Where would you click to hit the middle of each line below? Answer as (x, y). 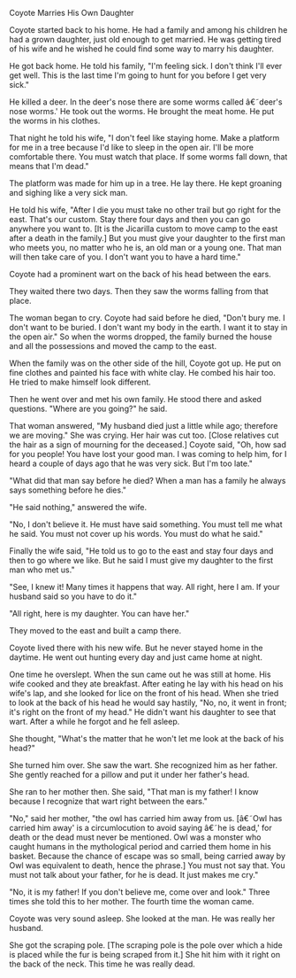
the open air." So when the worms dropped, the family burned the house (140, 337)
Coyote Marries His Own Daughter (72, 13)
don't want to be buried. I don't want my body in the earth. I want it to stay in (148, 327)
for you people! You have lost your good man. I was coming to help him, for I (148, 454)
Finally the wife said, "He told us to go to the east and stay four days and (141, 551)
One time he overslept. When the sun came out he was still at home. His (140, 674)
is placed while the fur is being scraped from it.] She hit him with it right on (145, 955)
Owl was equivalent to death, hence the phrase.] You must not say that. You (147, 865)
